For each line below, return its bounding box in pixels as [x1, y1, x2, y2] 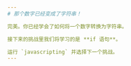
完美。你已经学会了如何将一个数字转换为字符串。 [7, 22, 127, 30]
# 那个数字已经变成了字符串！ [7, 10, 82, 18]
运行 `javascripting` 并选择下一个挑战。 [7, 48, 118, 55]
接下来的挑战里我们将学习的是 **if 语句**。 [7, 36, 121, 43]
